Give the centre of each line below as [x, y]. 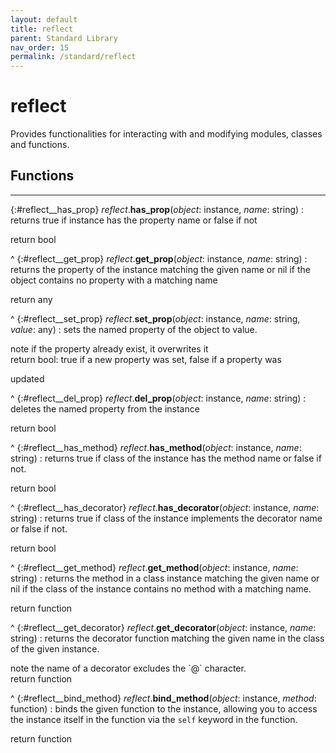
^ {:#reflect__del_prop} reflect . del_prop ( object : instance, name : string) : [158, 398]
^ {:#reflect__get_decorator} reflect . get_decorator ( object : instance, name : [163, 627]
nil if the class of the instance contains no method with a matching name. [161, 588]
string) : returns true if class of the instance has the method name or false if [166, 458]
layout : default [44, 19]
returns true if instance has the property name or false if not [134, 220]
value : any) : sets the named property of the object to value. [134, 329]
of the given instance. [55, 648]
